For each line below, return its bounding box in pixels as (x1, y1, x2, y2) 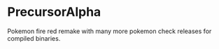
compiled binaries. (7, 34, 61, 42)
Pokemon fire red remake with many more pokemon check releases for (7, 27, 212, 35)
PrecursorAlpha (7, 4, 101, 20)
